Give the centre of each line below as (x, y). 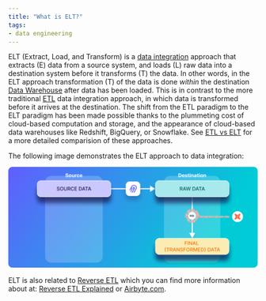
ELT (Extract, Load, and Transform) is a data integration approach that (122, 57)
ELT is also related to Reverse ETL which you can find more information (124, 280)
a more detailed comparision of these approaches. (91, 141)
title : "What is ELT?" (46, 17)
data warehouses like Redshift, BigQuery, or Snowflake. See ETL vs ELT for (130, 132)
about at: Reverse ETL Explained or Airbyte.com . (87, 288)
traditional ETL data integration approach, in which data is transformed (123, 99)
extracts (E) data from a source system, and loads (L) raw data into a (120, 65)
